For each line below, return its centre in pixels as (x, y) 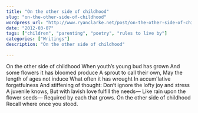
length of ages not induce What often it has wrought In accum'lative (88, 79)
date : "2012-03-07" (30, 28)
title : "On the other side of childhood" (58, 11)
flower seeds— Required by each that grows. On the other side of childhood (98, 97)
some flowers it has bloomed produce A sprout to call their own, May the (94, 72)
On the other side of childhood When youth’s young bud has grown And (93, 66)
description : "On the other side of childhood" (66, 45)
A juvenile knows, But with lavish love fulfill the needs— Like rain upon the (96, 91)
